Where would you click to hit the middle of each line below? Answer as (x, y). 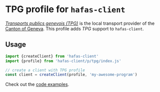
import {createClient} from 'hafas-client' (52, 56)
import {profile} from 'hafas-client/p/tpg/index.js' (63, 61)
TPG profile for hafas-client (65, 9)
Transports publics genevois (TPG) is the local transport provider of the (80, 23)
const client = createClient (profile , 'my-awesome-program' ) (71, 75)
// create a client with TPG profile (45, 70)
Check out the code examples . (37, 84)
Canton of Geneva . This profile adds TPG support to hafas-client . (75, 28)
